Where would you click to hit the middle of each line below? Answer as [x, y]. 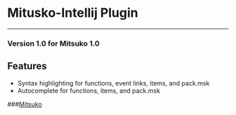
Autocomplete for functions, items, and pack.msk [88, 90]
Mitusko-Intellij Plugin [73, 13]
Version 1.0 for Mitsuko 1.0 [53, 43]
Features [27, 66]
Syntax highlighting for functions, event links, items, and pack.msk [113, 83]
